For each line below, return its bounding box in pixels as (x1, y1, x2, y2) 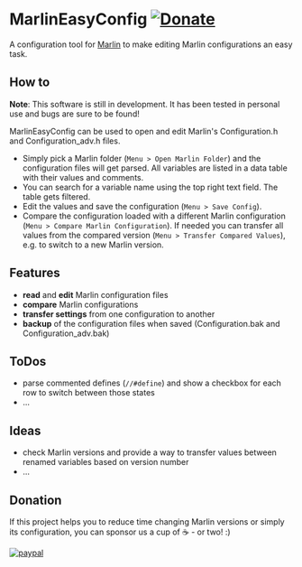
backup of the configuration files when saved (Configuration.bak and (22, 318, 281, 329)
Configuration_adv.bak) (22, 328, 110, 339)
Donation (9, 492, 62, 507)
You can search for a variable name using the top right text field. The (22, 181, 279, 192)
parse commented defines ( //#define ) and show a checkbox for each (22, 377, 282, 388)
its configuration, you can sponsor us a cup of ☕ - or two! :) (9, 526, 232, 537)
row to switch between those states (22, 387, 155, 398)
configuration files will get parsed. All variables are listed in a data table (22, 163, 288, 173)
